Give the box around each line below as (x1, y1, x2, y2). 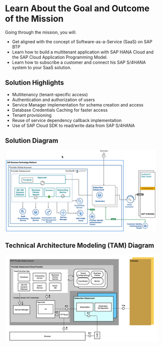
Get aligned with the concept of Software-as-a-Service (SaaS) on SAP (12, 38, 152, 44)
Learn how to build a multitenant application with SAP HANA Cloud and (12, 49, 154, 55)
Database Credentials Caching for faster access (12, 107, 108, 113)
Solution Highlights (5, 79, 64, 87)
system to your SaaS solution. (12, 64, 72, 70)
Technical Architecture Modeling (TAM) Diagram (5, 241, 154, 249)
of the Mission (5, 13, 64, 24)
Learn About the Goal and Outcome (5, 3, 150, 14)
